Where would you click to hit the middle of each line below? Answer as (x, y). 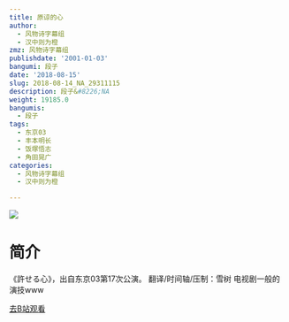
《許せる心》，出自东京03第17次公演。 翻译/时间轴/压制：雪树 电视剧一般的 (145, 279)
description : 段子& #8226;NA (60, 91)
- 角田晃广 (34, 157)
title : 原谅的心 (36, 17)
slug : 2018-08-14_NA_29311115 (65, 83)
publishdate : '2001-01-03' (59, 58)
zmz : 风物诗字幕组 (39, 50)
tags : (19, 125)
